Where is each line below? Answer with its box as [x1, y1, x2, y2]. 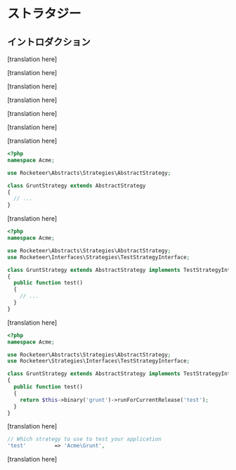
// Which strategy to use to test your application [7, 436, 162, 443]
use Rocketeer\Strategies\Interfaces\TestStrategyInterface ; [7, 358, 190, 365]
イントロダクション [7, 36, 91, 48]
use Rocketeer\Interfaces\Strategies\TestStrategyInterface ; [7, 254, 190, 261]
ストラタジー [7, 6, 82, 22]
